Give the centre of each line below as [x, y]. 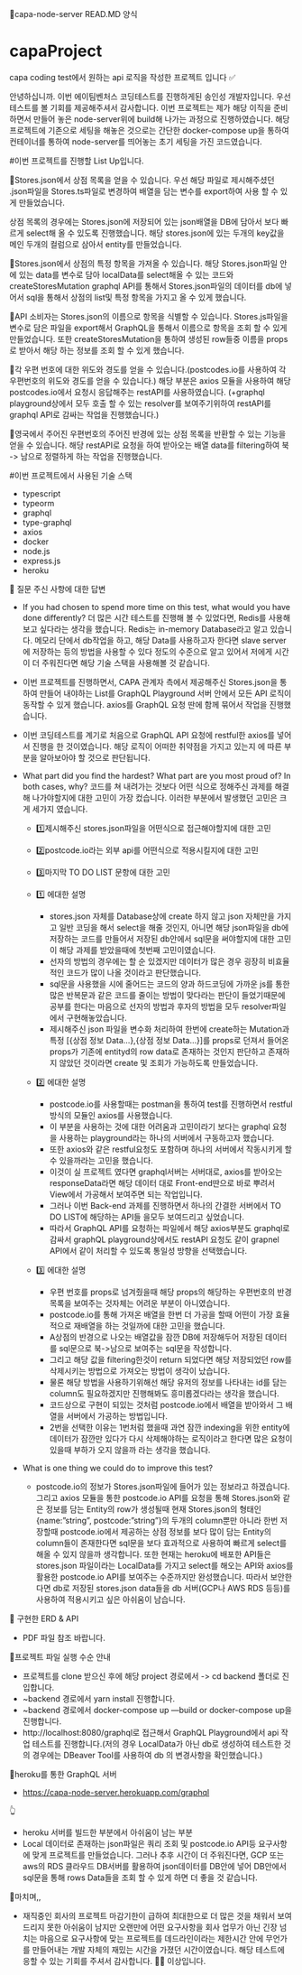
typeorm [38, 503]
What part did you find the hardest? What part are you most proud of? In [156, 775]
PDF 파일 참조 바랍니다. [64, 1637]
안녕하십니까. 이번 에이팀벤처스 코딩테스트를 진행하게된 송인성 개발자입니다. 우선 [150, 96]
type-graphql [47, 522]
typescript [41, 493]
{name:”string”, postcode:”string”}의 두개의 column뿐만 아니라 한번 [157, 1520]
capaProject [56, 51]
